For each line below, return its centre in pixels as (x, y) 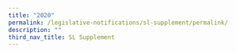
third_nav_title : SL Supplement (61, 37)
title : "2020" (32, 15)
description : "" (35, 30)
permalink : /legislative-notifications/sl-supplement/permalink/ (118, 23)
